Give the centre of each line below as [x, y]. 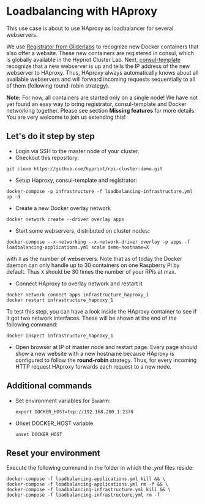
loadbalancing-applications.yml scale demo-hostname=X [78, 247]
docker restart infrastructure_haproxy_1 [60, 300]
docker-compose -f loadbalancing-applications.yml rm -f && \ [87, 484]
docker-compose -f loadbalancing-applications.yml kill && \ [86, 479]
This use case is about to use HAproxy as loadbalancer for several [90, 28]
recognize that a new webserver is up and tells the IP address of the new [98, 66]
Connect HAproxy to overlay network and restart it [79, 284]
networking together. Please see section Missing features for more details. [101, 110]
